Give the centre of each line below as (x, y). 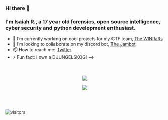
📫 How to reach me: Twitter (42, 50)
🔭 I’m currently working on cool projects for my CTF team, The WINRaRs (88, 39)
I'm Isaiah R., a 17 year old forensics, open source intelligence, (83, 21)
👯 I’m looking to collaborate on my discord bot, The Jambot (74, 44)
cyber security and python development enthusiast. (70, 28)
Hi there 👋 (18, 8)
